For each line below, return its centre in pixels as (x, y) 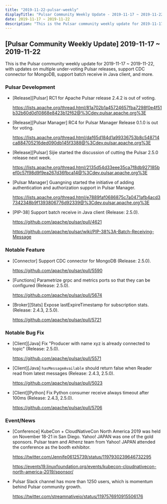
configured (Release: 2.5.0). (41, 285)
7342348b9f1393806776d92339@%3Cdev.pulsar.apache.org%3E (81, 203)
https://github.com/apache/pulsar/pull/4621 (57, 222)
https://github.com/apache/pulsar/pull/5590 (57, 270)
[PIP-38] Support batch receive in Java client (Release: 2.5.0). (76, 212)
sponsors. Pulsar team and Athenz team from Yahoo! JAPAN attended (84, 442)
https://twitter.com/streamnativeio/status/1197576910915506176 (78, 497)
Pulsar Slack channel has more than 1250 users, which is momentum (83, 482)
